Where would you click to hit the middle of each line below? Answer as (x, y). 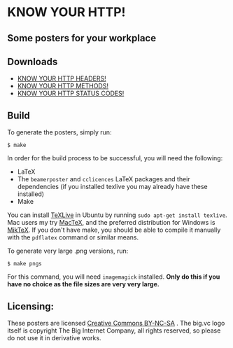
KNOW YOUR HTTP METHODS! (63, 86)
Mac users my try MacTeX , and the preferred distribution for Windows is (111, 223)
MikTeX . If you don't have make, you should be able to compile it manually (114, 230)
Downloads (33, 61)
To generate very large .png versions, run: (68, 251)
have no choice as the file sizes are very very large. (83, 284)
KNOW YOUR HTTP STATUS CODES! (71, 93)
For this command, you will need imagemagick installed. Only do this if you (114, 277)
